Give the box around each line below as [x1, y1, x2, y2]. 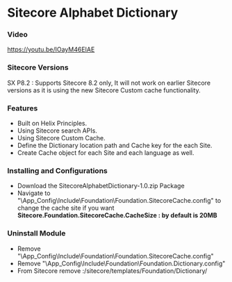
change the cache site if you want [17, 204, 115, 213]
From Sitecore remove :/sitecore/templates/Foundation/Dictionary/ [17, 266, 208, 275]
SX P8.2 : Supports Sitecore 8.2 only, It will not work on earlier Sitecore [7, 78, 210, 87]
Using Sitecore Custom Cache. [17, 134, 106, 142]
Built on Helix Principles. [17, 119, 88, 128]
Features [7, 103, 38, 113]
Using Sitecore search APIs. [17, 126, 97, 135]
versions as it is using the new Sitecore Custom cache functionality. [7, 85, 201, 94]
